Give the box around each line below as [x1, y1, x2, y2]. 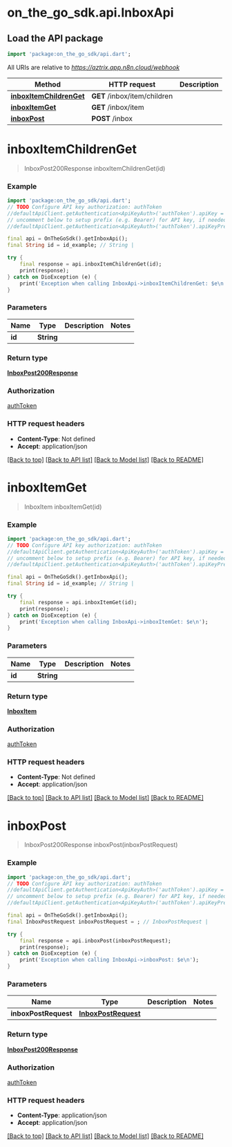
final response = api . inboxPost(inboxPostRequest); [19, 937, 171, 944]
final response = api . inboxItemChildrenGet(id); [19, 261, 162, 268]
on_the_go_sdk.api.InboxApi [7, 5, 174, 21]
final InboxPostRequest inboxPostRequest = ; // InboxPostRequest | [7, 918, 209, 925]
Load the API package [7, 32, 104, 44]
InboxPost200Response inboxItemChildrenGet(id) [23, 164, 166, 172]
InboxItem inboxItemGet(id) [23, 503, 102, 511]
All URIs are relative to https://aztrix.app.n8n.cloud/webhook [7, 63, 180, 71]
